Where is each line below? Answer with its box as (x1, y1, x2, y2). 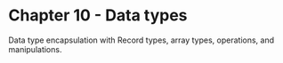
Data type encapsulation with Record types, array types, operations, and (8, 35, 275, 45)
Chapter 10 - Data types (8, 5, 188, 26)
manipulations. (8, 43, 62, 54)
